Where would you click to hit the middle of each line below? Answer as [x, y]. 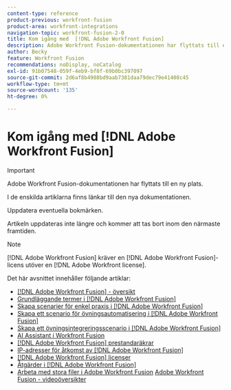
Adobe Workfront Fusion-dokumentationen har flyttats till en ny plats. [105, 184]
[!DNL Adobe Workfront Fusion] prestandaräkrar [85, 343]
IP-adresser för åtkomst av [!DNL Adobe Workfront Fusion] [100, 350]
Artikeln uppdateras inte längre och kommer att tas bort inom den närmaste [114, 224]
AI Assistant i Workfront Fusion [61, 335]
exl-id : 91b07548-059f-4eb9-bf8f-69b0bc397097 [75, 71]
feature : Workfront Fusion [46, 58]
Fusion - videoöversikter [52, 379]
